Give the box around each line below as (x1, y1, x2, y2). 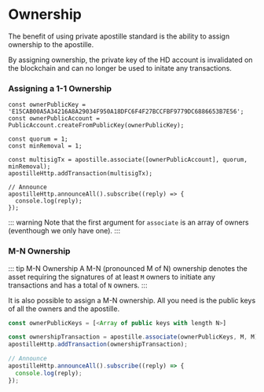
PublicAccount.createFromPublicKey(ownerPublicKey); (8, 122, 185, 130)
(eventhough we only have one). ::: (8, 226, 120, 236)
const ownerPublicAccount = (8, 115, 101, 123)
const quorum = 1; (8, 135, 68, 143)
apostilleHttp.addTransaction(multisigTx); (8, 170, 153, 178)
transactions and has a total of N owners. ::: (8, 280, 148, 290)
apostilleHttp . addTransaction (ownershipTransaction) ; (8, 340, 189, 349)
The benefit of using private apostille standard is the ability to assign (8, 31, 230, 41)
